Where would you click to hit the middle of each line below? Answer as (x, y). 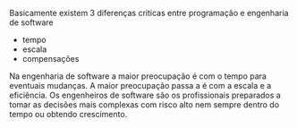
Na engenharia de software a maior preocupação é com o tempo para (138, 76)
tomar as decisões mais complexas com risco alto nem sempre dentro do (144, 105)
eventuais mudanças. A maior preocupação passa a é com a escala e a (140, 85)
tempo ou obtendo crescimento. (68, 114)
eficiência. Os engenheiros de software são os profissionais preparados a (145, 95)
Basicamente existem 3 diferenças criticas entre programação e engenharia (149, 13)
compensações (51, 59)
